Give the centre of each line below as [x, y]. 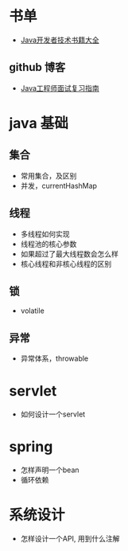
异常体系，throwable [54, 358]
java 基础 [39, 123]
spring [31, 447]
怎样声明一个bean [50, 470]
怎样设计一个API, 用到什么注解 [70, 539]
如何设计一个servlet [53, 414]
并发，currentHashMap [59, 186]
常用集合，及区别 [48, 175]
